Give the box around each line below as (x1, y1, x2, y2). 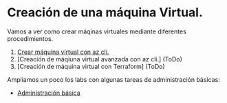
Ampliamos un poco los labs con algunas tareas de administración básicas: (7, 75, 220, 83)
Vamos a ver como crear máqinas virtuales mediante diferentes (7, 27, 187, 35)
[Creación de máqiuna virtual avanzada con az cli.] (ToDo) (17, 55, 182, 63)
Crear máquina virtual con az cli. (17, 48, 109, 56)
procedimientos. (7, 34, 54, 42)
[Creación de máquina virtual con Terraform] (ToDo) (17, 62, 165, 70)
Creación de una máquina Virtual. (7, 5, 203, 20)
